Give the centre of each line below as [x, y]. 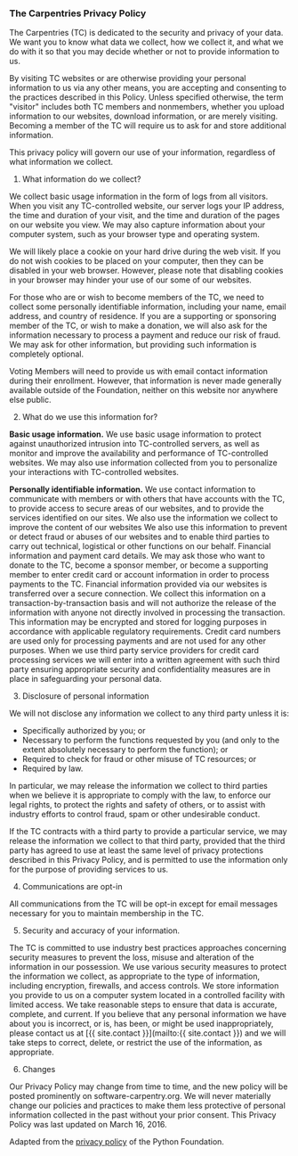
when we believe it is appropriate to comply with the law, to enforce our [140, 795]
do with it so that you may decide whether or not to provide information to [145, 52]
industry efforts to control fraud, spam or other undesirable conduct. [135, 815]
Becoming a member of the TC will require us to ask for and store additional [148, 126]
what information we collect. [61, 162]
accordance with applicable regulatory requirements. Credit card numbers [145, 632]
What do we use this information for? [90, 417]
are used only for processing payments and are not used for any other [138, 641]
